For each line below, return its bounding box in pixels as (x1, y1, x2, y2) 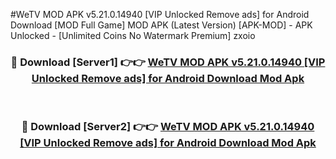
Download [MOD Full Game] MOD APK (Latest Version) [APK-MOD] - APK (10, 19, 313, 31)
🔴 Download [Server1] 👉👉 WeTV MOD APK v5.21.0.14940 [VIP (10, 55, 326, 69)
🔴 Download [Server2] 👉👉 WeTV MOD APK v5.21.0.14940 (21, 120, 315, 134)
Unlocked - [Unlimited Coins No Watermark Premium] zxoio (10, 30, 256, 41)
